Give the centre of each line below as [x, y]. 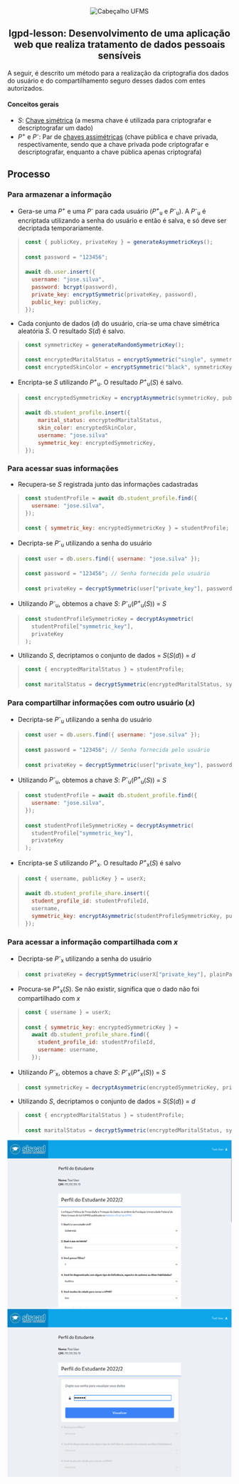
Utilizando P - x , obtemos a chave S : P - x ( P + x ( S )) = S [91, 1072]
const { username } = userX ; [68, 1012]
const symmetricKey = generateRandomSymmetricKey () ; [105, 345]
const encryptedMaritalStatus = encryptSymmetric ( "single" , [116, 360]
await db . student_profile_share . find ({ [91, 1035]
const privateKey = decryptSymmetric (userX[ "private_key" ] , [116, 974]
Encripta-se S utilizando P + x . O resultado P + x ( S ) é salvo [99, 863]
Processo [29, 174]
